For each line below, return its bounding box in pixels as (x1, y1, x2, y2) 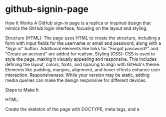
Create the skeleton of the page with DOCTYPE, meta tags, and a (5, 106, 139, 112)
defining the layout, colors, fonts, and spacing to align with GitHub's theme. (5, 61, 160, 67)
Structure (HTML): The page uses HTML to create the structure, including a (5, 35, 161, 41)
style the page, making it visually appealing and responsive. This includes (5, 56, 157, 62)
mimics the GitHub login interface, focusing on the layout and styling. (5, 25, 147, 31)
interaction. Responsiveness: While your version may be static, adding (5, 72, 150, 78)
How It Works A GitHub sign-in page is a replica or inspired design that (5, 20, 151, 26)
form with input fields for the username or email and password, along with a (5, 40, 161, 46)
